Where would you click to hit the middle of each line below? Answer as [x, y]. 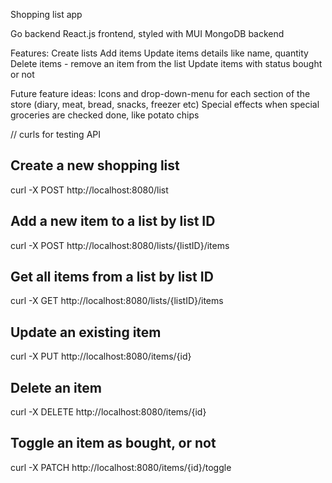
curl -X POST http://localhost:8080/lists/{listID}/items [120, 245]
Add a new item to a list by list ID [113, 221]
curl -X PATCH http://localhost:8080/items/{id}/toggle [121, 467]
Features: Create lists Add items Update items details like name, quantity [159, 53]
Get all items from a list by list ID [112, 277]
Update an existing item [86, 332]
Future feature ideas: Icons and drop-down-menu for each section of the [160, 93]
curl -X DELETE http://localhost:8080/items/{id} [108, 412]
